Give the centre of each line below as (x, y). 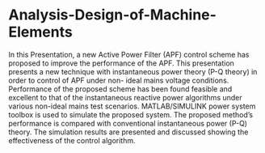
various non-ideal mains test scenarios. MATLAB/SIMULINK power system (132, 106)
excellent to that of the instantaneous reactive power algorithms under (125, 97)
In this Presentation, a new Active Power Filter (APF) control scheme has (129, 54)
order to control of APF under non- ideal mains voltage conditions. (119, 80)
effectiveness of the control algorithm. (72, 140)
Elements (40, 32)
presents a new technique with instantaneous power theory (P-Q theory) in (133, 71)
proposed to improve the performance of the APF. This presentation (121, 63)
